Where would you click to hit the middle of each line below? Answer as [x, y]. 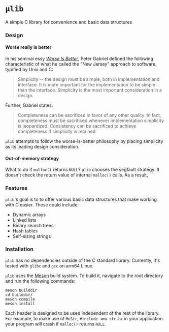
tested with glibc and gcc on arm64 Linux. [49, 265]
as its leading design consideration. [42, 147]
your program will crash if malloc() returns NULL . [56, 324]
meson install [20, 304]
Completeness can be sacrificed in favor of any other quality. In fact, [89, 115]
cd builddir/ [19, 295]
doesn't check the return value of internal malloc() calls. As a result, [77, 175]
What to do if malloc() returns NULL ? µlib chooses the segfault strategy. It [82, 170]
